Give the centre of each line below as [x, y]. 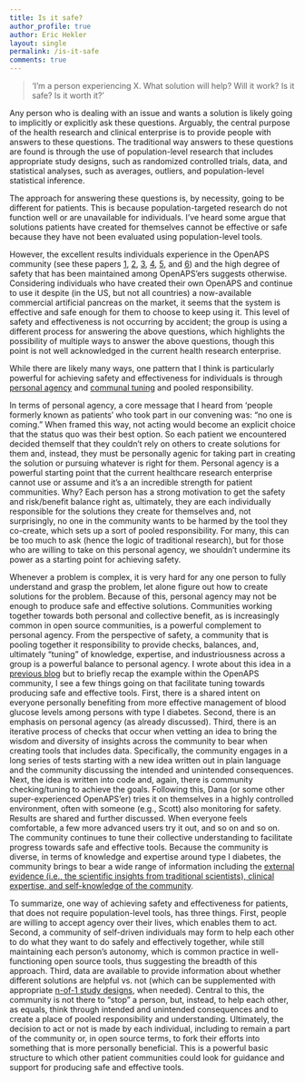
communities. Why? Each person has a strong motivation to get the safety [148, 492]
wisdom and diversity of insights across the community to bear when [138, 741]
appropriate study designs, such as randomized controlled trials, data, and [148, 161]
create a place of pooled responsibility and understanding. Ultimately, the [147, 1019]
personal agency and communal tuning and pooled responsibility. [132, 388]
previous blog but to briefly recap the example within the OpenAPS [134, 674]
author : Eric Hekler [49, 34]
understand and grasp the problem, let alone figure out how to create [139, 587]
